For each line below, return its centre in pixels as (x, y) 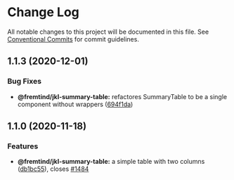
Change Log (43, 12)
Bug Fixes (25, 82)
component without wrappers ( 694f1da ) (75, 104)
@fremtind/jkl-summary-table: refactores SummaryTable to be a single (122, 96)
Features (23, 146)
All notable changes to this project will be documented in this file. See (108, 32)
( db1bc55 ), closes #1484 (53, 169)
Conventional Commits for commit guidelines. (73, 39)
